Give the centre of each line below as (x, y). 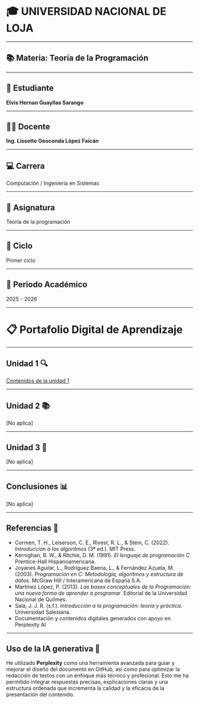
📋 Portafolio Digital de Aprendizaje (94, 329)
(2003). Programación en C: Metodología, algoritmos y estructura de (99, 574)
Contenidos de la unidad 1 (38, 381)
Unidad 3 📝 (27, 447)
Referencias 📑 (32, 528)
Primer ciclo (21, 260)
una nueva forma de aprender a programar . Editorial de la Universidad (101, 593)
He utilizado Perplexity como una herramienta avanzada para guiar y (90, 663)
